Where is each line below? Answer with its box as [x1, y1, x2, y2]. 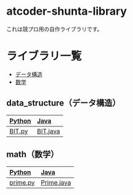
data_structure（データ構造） [6, 98, 121, 109]
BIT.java [36, 127, 60, 136]
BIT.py [9, 127, 28, 136]
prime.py [9, 178, 35, 186]
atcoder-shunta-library [6, 4, 127, 18]
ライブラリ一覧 [6, 49, 82, 63]
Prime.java [40, 178, 72, 186]
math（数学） [6, 149, 59, 160]
